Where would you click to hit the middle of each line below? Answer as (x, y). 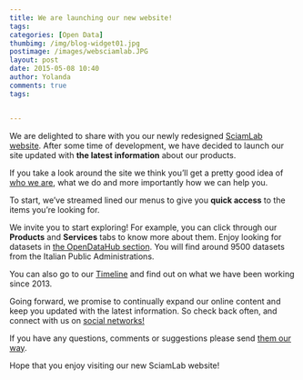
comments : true (38, 85)
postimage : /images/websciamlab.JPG (79, 52)
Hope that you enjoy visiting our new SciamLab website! (115, 365)
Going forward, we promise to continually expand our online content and (145, 301)
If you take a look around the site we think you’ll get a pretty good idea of (146, 173)
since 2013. (31, 284)
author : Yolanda (40, 77)
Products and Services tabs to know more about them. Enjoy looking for (146, 236)
